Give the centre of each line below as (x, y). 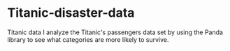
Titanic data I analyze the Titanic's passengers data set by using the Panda (115, 32)
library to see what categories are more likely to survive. (88, 39)
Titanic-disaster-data (71, 13)
